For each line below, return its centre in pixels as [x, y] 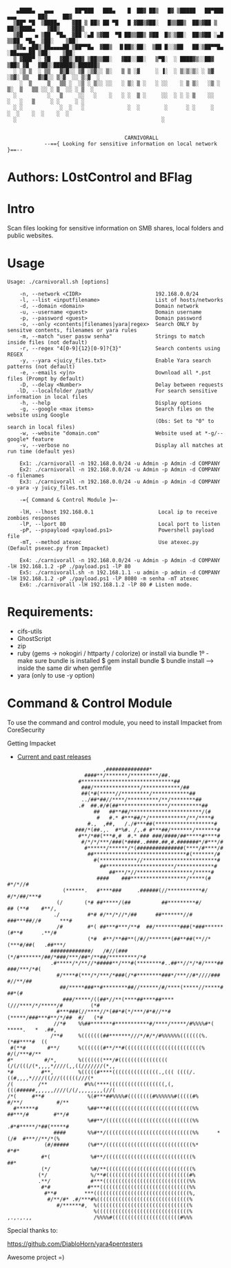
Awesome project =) [36, 1257]
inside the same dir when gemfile [64, 668]
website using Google [38, 415]
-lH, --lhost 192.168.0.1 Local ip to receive [118, 512]
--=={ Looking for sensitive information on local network [130, 144]
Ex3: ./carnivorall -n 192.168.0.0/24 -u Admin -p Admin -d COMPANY [120, 482]
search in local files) [41, 427]
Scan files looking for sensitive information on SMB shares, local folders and [115, 228]
